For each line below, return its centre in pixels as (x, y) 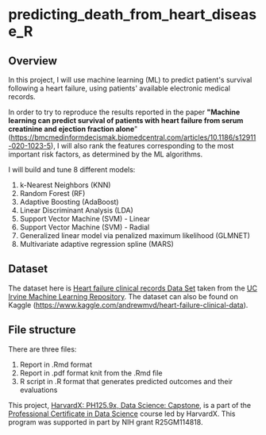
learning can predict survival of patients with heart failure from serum (126, 120)
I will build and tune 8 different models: (72, 169)
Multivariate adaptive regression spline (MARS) (97, 244)
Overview (33, 61)
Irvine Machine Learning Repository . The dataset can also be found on (123, 296)
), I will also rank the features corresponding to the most (142, 146)
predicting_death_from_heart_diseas (132, 15)
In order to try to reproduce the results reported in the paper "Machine (124, 112)
